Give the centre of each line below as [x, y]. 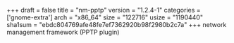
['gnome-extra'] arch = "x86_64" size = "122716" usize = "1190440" [105, 17]
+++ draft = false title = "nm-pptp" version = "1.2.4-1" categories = [104, 10]
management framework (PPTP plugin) [63, 32]
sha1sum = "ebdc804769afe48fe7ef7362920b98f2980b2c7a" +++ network [117, 25]
